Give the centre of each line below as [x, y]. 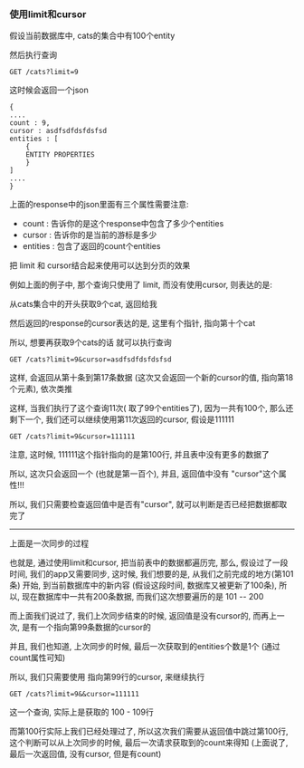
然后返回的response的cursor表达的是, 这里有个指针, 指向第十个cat [133, 323]
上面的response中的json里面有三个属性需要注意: [99, 205]
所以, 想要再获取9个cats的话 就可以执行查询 [90, 342]
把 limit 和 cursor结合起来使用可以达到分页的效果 [100, 265]
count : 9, [30, 123]
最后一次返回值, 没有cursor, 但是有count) [85, 754]
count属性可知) [38, 658]
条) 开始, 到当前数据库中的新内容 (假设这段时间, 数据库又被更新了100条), [143, 585]
